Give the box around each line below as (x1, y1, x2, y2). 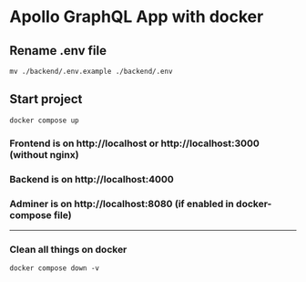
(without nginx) (9, 148, 79, 161)
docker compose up (9, 116, 79, 125)
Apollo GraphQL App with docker (9, 6, 264, 27)
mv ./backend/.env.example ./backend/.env (9, 67, 173, 76)
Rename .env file (9, 43, 107, 58)
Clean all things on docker (9, 243, 127, 256)
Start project (9, 91, 83, 107)
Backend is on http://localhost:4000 (9, 172, 175, 185)
